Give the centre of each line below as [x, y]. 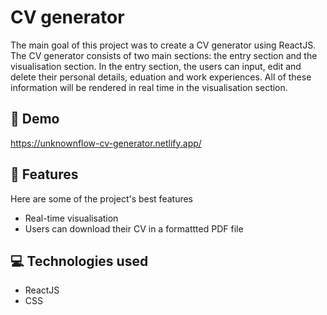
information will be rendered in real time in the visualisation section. [149, 87]
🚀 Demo [35, 119]
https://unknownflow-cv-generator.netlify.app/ [106, 143]
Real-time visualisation [71, 218]
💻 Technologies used [79, 261]
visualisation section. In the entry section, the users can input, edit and [156, 66]
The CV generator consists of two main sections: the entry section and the [164, 55]
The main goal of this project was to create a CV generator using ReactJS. [163, 45]
